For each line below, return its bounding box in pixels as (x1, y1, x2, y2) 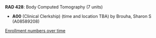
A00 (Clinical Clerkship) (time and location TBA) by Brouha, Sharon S (12, 13, 152, 19)
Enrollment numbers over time (5, 28, 66, 33)
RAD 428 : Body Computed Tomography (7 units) (5, 4, 103, 10)
